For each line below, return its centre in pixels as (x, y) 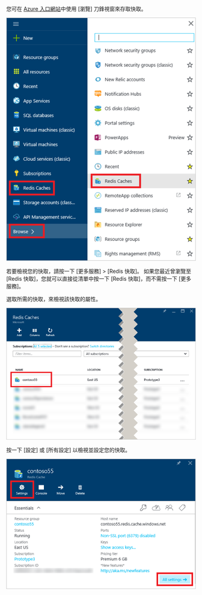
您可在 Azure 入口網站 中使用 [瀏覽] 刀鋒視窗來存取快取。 (76, 9)
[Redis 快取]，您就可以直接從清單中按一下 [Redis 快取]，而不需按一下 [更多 (99, 278)
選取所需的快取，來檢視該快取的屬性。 (54, 299)
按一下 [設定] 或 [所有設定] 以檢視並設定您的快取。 (69, 450)
